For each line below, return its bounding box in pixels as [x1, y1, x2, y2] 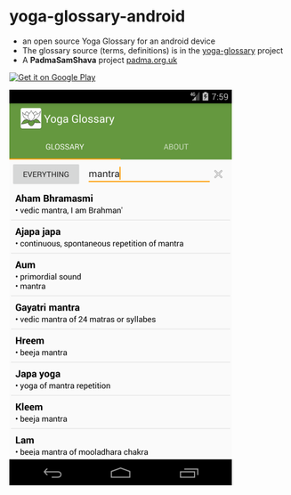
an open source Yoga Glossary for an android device [21, 36, 216, 46]
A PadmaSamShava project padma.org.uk [21, 54, 178, 65]
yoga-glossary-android [9, 6, 185, 27]
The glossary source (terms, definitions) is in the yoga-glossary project [21, 45, 284, 55]
